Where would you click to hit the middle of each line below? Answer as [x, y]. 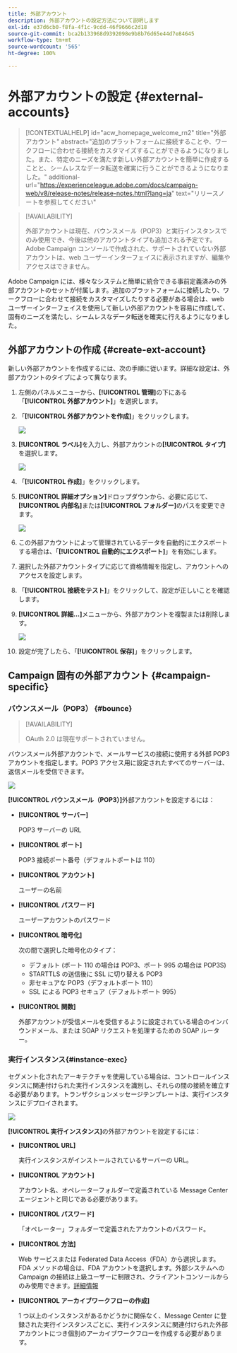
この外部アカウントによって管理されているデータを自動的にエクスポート [123, 542]
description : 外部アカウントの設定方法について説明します [84, 21]
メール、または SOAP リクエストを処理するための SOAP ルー [125, 1030]
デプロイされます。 [54, 1103]
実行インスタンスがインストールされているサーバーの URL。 [105, 1160]
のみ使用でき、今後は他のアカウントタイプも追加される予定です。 [121, 239]
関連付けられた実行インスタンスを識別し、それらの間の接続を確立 [128, 1085]
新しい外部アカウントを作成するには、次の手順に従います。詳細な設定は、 [116, 368]
